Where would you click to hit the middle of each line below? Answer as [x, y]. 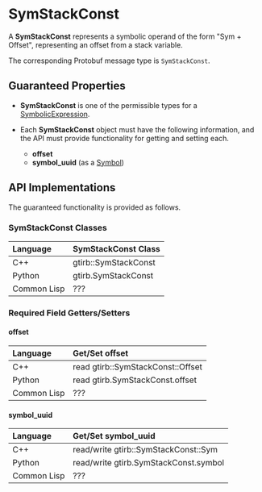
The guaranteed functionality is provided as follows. [95, 207]
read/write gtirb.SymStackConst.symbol [148, 463]
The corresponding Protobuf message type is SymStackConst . [110, 60]
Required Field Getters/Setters [69, 313]
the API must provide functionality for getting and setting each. [125, 138]
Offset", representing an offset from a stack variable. [96, 44]
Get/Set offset [100, 353]
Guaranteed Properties [67, 86]
